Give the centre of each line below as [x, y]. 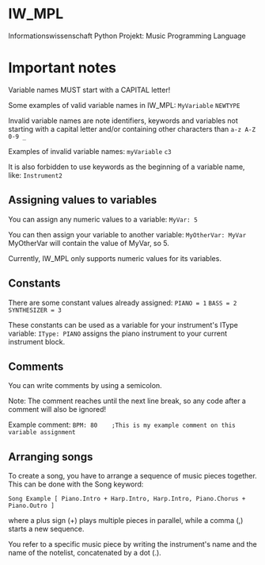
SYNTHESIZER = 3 [35, 310]
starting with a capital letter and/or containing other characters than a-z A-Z [132, 129]
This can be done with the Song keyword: [76, 484]
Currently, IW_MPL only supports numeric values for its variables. [115, 258]
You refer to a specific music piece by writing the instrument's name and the [132, 544]
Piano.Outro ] [32, 506]
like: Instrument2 [36, 175]
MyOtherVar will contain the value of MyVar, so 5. [89, 243]
